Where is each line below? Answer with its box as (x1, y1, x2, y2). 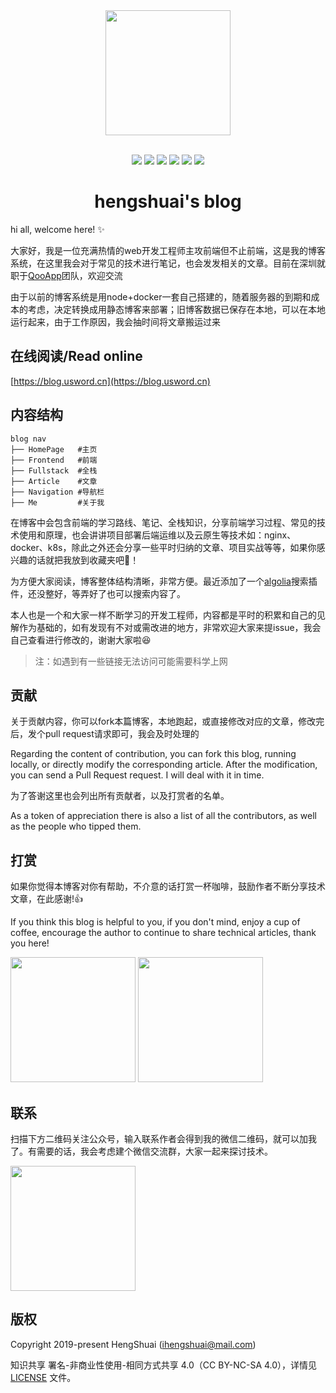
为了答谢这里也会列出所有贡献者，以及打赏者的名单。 (10, 790, 230, 802)
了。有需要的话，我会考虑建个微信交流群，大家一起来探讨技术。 (10, 1145, 273, 1157)
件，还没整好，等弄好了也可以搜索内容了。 (10, 587, 186, 599)
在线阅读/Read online (10, 348, 143, 365)
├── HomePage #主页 (10, 444, 98, 454)
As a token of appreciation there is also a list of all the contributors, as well (10, 810, 317, 822)
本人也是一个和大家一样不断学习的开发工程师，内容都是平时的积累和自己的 (10, 609, 317, 621)
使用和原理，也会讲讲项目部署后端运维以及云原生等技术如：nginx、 (18, 529, 297, 541)
